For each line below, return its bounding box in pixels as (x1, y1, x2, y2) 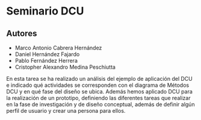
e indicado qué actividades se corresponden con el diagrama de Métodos (6, 81, 190, 89)
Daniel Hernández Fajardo (14, 51, 80, 58)
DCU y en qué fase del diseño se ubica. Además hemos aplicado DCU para (6, 88, 193, 95)
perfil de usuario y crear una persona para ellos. (6, 107, 126, 114)
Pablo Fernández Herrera (14, 57, 78, 64)
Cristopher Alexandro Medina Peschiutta (14, 63, 116, 71)
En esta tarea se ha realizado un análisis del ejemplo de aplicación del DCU (6, 75, 193, 82)
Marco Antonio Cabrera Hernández (14, 44, 102, 51)
